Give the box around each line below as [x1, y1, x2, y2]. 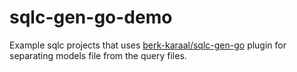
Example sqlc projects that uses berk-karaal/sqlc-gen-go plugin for [9, 39, 287, 51]
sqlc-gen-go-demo [9, 6, 173, 29]
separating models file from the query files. [9, 49, 187, 61]
